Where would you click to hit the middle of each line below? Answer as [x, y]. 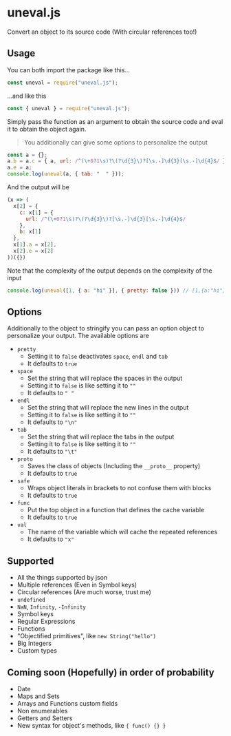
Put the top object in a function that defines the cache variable [116, 510]
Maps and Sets [38, 696]
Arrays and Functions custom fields [67, 704]
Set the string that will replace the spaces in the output [105, 378]
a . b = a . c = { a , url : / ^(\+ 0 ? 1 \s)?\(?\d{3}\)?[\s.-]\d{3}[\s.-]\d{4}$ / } [117, 161]
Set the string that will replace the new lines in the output [108, 408]
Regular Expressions [46, 622]
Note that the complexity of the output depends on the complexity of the [110, 271]
